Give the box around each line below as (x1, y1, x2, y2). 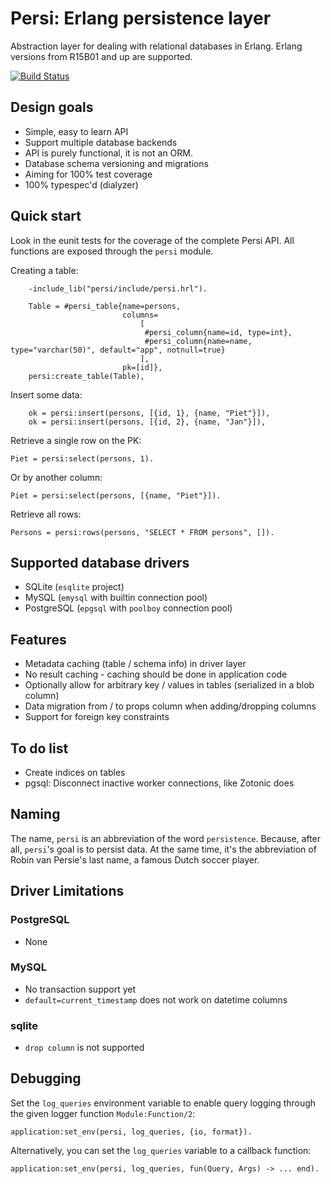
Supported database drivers (10, 554, 190, 571)
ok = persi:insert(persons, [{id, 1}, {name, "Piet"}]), (28, 408, 271, 418)
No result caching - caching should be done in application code (24, 668, 288, 681)
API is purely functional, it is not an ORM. (24, 147, 193, 159)
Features (10, 631, 67, 648)
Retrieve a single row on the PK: (10, 434, 142, 446)
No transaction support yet (24, 983, 137, 995)
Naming (10, 806, 61, 823)
